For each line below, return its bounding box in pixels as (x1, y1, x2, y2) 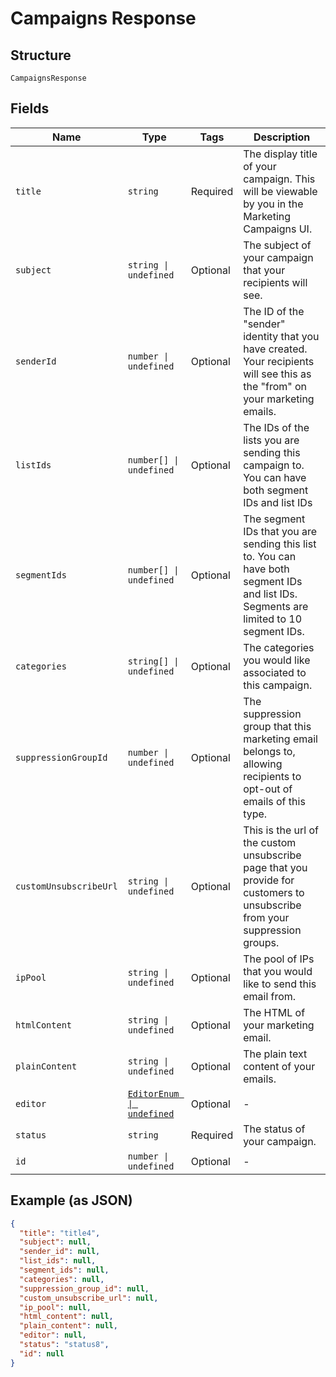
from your (243, 910, 290, 924)
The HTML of (243, 1005, 306, 1019)
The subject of (243, 238, 312, 252)
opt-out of (243, 782, 293, 796)
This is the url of (243, 823, 319, 837)
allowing (243, 757, 283, 771)
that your (243, 263, 286, 277)
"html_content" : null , (19, 1312, 114, 1322)
